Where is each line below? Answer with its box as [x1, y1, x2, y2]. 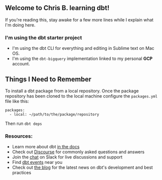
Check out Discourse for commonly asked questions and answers [12, 149, 145, 155]
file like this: [5, 98, 29, 104]
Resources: [5, 133, 33, 140]
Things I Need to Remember [5, 75, 92, 83]
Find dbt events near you [12, 160, 62, 165]
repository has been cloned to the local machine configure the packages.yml [5, 93, 158, 99]
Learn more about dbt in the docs [12, 144, 80, 150]
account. [12, 61, 30, 67]
